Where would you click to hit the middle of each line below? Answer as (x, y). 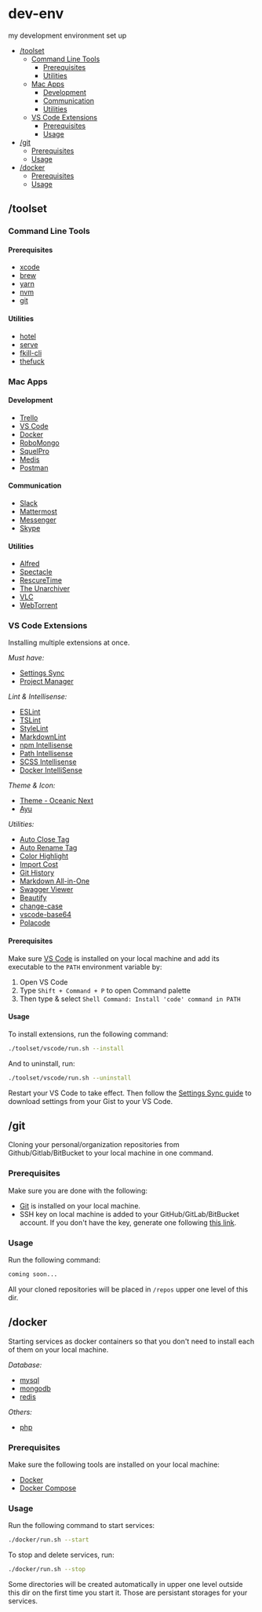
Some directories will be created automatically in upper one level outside (126, 1585)
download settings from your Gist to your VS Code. (91, 1101)
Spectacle (36, 572)
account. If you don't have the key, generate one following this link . (128, 1223)
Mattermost (38, 511)
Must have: (26, 658)
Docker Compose (48, 1488)
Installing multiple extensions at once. (69, 643)
